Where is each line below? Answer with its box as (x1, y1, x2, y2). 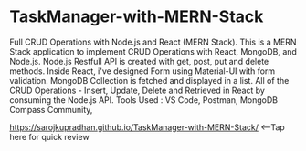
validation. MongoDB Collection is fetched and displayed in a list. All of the (9, 75, 290, 86)
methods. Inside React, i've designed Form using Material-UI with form (9, 65, 276, 76)
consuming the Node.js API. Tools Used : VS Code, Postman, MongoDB (9, 94, 279, 106)
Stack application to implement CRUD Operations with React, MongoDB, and (9, 45, 297, 56)
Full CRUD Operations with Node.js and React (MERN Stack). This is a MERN (9, 36, 297, 47)
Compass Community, (9, 104, 93, 115)
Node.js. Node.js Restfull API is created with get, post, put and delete (9, 55, 269, 66)
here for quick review (9, 131, 90, 142)
